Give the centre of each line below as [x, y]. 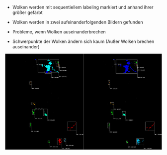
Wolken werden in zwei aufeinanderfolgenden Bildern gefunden [78, 22]
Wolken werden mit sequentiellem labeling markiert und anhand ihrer [83, 7]
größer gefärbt [28, 12]
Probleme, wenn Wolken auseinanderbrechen [59, 32]
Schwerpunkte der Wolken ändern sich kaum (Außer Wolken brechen [83, 41]
